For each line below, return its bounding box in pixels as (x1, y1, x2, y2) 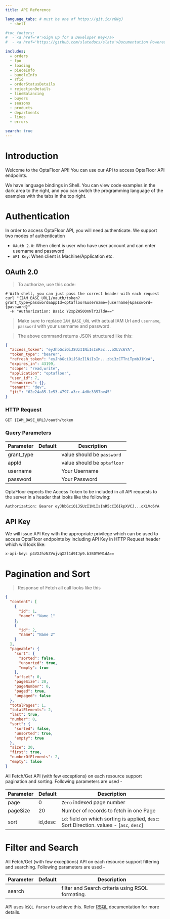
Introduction (5, 150, 59, 162)
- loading (10, 63, 30, 68)
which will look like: (5, 541, 46, 547)
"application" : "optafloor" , (10, 371, 71, 376)
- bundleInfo (10, 72, 37, 77)
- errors (10, 119, 28, 124)
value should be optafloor (61, 459, 124, 466)
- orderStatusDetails (10, 82, 56, 87)
